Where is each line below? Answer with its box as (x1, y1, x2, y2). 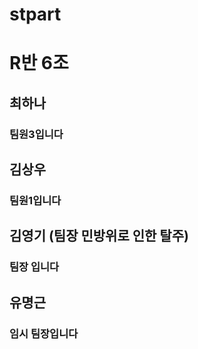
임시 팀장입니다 (9, 326, 79, 340)
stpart (9, 3, 62, 26)
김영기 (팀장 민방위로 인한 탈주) (9, 228, 189, 245)
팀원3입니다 (9, 127, 64, 141)
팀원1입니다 (9, 194, 62, 207)
